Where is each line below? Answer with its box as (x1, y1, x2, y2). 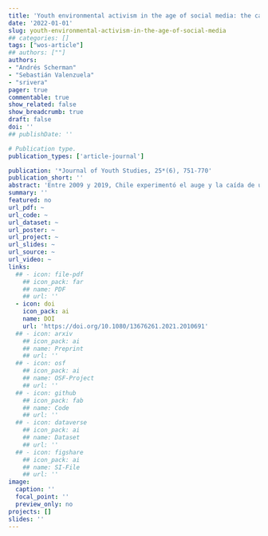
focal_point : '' (15, 493, 69, 501)
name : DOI (22, 315, 56, 323)
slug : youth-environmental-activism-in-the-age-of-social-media (8, 26, 227, 34)
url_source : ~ (8, 248, 56, 256)
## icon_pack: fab (22, 396, 84, 404)
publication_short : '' (8, 174, 84, 182)
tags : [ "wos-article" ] (8, 41, 84, 49)
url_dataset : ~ (8, 219, 59, 227)
